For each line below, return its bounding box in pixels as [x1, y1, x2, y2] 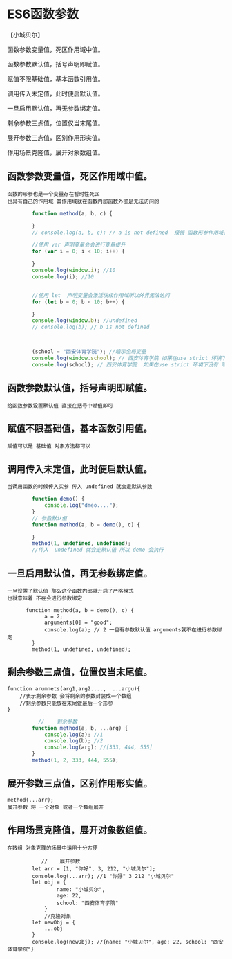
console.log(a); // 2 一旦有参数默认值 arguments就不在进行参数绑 [43, 627, 223, 634]
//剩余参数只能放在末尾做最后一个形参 [19, 700, 114, 707]
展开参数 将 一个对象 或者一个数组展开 [7, 804, 104, 811]
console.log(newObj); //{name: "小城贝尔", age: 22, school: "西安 [32, 938, 224, 945]
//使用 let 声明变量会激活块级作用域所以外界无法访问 [32, 292, 171, 298]
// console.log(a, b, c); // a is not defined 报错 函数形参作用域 [32, 229, 224, 236]
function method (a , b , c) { [32, 210, 113, 217]
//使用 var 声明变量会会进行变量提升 [32, 242, 126, 249]
